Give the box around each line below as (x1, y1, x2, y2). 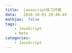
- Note (14, 31, 28, 36)
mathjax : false (5, 17, 40, 22)
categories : (5, 36, 30, 41)
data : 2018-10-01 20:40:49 (5, 12, 67, 17)
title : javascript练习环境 (5, 7, 62, 13)
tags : (5, 21, 17, 27)
